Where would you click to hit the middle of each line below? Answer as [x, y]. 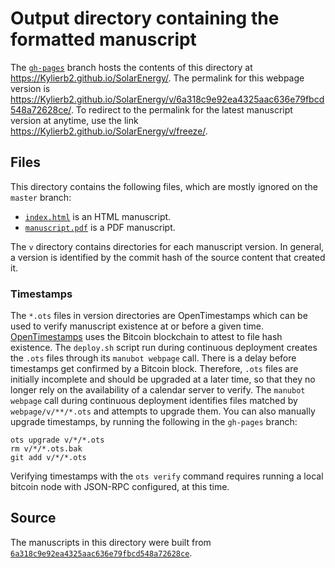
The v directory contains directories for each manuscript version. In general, [167, 246]
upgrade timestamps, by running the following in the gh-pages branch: [154, 422]
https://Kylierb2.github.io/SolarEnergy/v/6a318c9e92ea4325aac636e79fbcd [167, 99]
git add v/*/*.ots [48, 458]
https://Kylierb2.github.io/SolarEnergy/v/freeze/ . [109, 131]
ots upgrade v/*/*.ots [57, 440]
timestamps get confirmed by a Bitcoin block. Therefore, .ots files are [154, 369]
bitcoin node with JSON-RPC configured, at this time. [120, 487]
